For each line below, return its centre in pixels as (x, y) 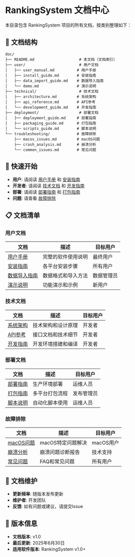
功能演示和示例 (60, 285)
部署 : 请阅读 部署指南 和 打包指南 (46, 192)
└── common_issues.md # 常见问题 (55, 150)
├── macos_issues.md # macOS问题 (57, 139)
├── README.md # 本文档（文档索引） (61, 59)
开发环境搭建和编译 (55, 344)
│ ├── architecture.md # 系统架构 (51, 96)
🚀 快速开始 (21, 166)
